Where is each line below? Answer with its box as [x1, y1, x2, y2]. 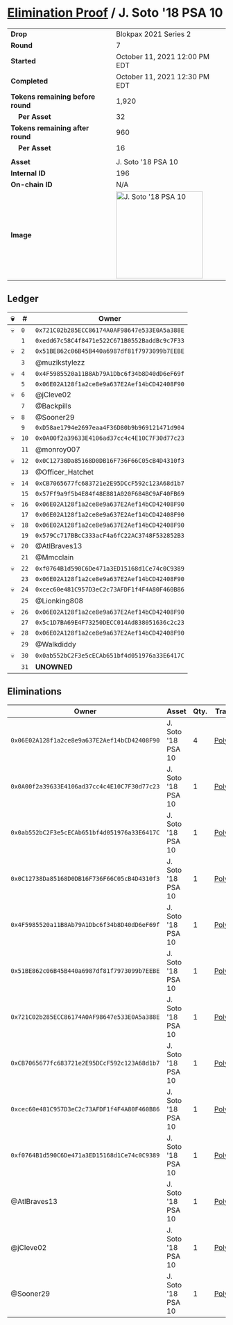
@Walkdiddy [35, 639, 76, 649]
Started [10, 56, 36, 65]
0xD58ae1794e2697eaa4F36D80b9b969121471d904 [35, 423, 185, 431]
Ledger [7, 293, 39, 305]
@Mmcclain [35, 552, 74, 562]
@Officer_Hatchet [35, 467, 94, 477]
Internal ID [10, 168, 46, 178]
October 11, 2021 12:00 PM [115, 51, 210, 61]
